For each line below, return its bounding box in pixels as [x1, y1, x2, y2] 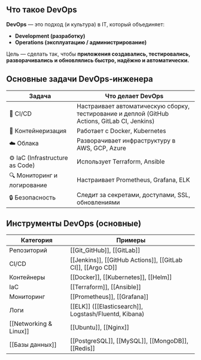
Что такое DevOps [6, 5, 78, 15]
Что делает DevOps [105, 92, 164, 100]
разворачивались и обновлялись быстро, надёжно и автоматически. [6, 56, 190, 63]
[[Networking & [9, 320, 53, 328]
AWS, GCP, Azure [77, 144, 127, 152]
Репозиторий [9, 246, 48, 255]
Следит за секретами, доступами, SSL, [77, 190, 190, 199]
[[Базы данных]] [9, 341, 57, 349]
